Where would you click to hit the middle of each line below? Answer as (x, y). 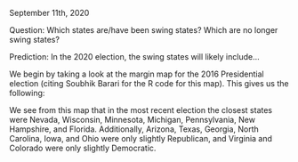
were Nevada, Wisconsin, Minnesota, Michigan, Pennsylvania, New (133, 120)
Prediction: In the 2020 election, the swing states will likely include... (134, 57)
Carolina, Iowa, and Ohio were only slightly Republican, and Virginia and (141, 138)
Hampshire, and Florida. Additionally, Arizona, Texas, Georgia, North (134, 129)
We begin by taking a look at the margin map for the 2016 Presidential (137, 74)
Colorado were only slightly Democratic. (83, 148)
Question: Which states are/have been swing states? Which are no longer (144, 30)
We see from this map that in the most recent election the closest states (141, 110)
